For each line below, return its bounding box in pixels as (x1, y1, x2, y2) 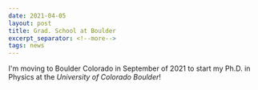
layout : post (8, 19, 52, 27)
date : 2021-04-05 (8, 11, 67, 20)
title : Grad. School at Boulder (8, 27, 116, 35)
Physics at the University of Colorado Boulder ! (8, 72, 162, 82)
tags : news (8, 42, 45, 50)
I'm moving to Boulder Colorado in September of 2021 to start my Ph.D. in (8, 63, 251, 73)
